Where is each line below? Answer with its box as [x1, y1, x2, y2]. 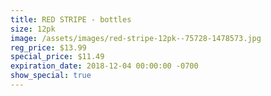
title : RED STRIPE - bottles [10, 14, 132, 25]
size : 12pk [10, 24, 56, 34]
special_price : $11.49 [10, 52, 105, 62]
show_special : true [10, 71, 92, 81]
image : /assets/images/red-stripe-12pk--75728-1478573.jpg [10, 33, 262, 43]
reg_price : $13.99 [10, 42, 87, 53]
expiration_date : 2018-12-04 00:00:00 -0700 [10, 61, 199, 71]
